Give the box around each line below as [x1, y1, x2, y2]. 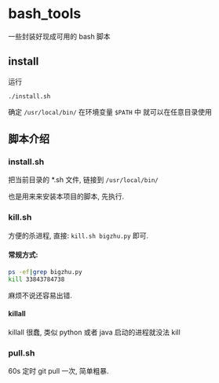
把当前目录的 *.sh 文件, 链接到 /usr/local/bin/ [8, 175, 159, 184]
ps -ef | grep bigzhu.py [8, 268, 82, 275]
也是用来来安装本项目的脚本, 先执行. [8, 191, 125, 201]
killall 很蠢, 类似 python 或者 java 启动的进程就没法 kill [8, 327, 181, 337]
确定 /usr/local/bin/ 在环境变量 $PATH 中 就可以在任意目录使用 [8, 107, 212, 116]
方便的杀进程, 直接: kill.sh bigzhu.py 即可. [8, 231, 149, 240]
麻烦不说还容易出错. [8, 290, 73, 300]
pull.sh [8, 347, 35, 358]
